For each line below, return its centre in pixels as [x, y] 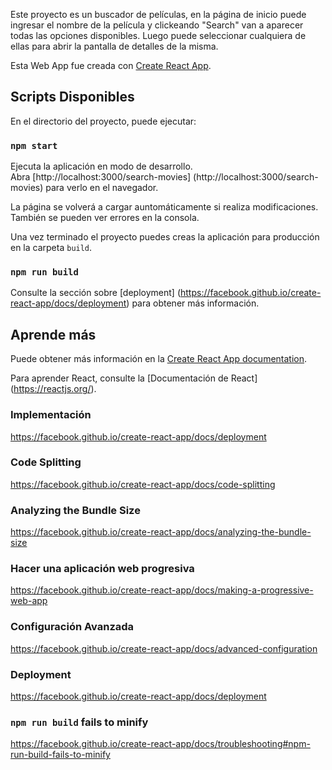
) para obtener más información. [193, 303]
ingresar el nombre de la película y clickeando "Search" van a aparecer [157, 25]
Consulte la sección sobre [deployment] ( [95, 293]
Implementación [51, 415]
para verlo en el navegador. [102, 188]
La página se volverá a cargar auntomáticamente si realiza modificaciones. [164, 207]
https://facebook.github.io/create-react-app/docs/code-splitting [143, 484]
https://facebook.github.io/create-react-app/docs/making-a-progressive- [162, 590]
